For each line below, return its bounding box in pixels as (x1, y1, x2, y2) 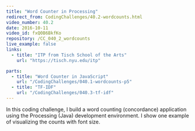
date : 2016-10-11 (6, 25, 49, 31)
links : (6, 47, 22, 53)
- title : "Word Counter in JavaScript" (11, 74, 109, 80)
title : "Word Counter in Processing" (6, 8, 98, 15)
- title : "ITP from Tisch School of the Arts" (11, 52, 127, 58)
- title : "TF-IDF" (11, 84, 57, 91)
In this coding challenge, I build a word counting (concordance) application (6, 106, 187, 113)
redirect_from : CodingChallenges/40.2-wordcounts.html (6, 14, 143, 20)
